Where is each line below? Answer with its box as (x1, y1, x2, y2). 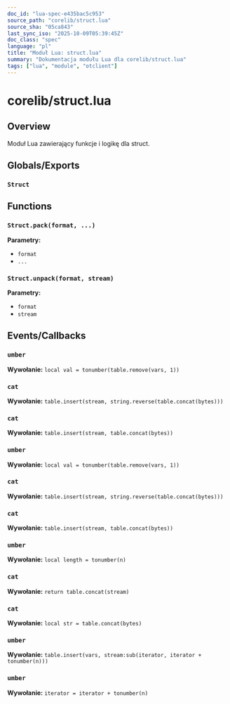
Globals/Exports (7, 159, 80, 172)
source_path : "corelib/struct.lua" (7, 17, 111, 24)
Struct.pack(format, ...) (7, 222, 96, 230)
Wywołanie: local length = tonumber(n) (7, 555, 126, 564)
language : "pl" (7, 43, 52, 50)
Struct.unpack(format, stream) (7, 274, 114, 282)
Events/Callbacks (7, 330, 86, 342)
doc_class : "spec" (7, 36, 61, 44)
